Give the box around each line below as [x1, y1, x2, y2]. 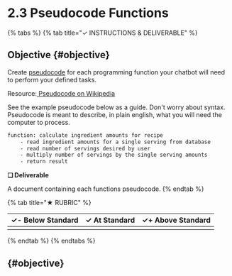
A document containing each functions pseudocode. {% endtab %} [7, 184, 204, 193]
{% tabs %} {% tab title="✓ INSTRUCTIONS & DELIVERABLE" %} [7, 28, 199, 37]
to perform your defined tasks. [7, 75, 97, 84]
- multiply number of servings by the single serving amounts [20, 151, 208, 159]
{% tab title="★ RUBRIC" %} [7, 199, 92, 207]
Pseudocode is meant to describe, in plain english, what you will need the [7, 110, 222, 118]
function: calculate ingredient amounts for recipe [7, 131, 163, 139]
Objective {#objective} [7, 49, 110, 61]
